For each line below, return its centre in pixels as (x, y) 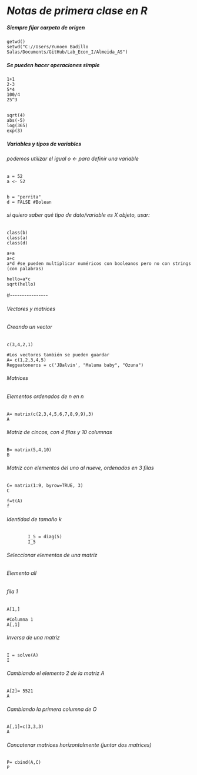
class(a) (17, 238)
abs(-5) (16, 121)
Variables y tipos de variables (44, 144)
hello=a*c (19, 279)
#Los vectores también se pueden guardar (58, 355)
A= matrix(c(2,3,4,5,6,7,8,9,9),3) (50, 414)
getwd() (16, 42)
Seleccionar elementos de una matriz (52, 555)
